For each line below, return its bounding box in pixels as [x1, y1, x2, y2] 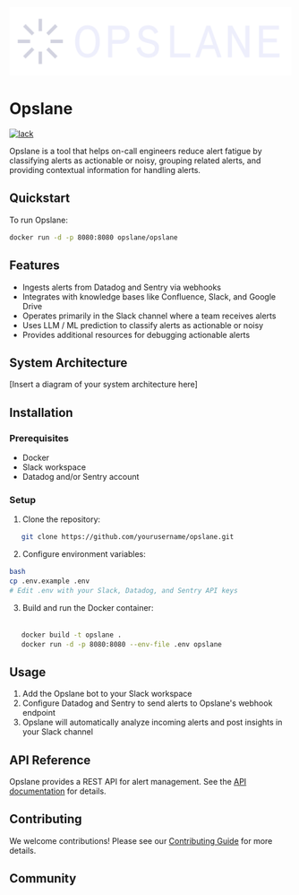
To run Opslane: [9, 214, 69, 225]
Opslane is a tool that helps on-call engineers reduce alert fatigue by [9, 146, 262, 156]
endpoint [21, 708, 56, 718]
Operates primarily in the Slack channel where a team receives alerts [21, 310, 277, 321]
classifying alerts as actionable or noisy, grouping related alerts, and [9, 155, 261, 166]
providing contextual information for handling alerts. [9, 165, 201, 175]
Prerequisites [9, 431, 69, 444]
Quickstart [9, 191, 71, 206]
